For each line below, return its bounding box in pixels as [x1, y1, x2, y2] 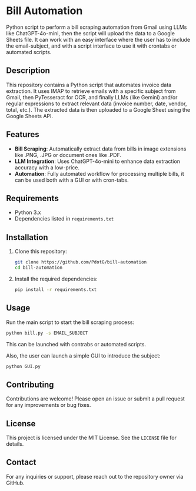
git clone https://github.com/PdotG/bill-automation [14, 259, 147, 265]
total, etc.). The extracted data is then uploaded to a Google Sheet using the [6, 106, 190, 113]
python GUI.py [6, 363, 41, 369]
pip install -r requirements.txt [14, 286, 97, 292]
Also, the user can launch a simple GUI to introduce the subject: [6, 352, 161, 359]
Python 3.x [14, 209, 41, 216]
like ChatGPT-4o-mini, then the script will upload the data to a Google [6, 29, 175, 36]
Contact [6, 457, 36, 467]
